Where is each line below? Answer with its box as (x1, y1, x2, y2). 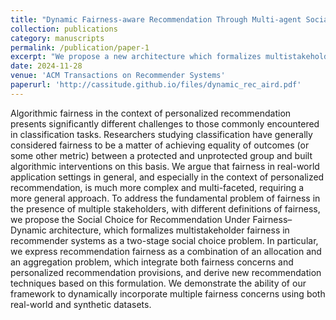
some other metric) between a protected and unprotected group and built (10, 149, 313, 161)
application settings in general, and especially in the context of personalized (10, 171, 325, 183)
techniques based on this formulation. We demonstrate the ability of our (10, 277, 307, 289)
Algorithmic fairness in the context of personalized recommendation (10, 107, 292, 119)
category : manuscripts (10, 33, 105, 43)
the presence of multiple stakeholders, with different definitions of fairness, (10, 202, 321, 215)
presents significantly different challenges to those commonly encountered (10, 117, 320, 130)
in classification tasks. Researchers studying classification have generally (10, 128, 313, 140)
